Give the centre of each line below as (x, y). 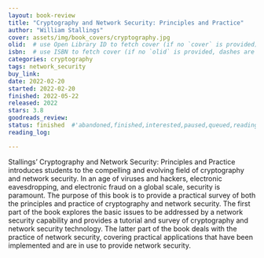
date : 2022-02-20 (37, 81)
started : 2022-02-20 (42, 88)
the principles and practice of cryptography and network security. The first (129, 203)
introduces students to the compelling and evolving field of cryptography (126, 170)
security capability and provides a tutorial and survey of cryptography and (128, 220)
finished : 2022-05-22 (44, 96)
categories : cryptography (50, 60)
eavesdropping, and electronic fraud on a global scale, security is (114, 186)
